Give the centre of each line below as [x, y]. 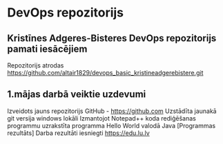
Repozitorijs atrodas [36, 65]
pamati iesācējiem [47, 49]
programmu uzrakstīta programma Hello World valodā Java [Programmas [111, 125]
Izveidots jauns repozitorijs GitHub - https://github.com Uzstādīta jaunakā [112, 111]
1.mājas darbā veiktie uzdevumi [77, 94]
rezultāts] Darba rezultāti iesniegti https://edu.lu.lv [78, 133]
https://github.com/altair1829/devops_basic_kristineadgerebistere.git [105, 73]
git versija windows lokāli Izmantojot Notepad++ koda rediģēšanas [102, 118]
